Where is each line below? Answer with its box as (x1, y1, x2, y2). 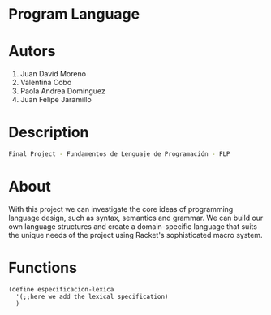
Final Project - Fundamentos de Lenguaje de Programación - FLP (8, 150, 230, 158)
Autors (8, 42, 56, 61)
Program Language (8, 5, 140, 24)
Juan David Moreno (19, 69, 87, 79)
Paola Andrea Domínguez (19, 86, 105, 96)
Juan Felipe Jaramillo (19, 95, 92, 105)
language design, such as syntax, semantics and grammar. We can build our (8, 213, 264, 222)
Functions (8, 259, 77, 277)
